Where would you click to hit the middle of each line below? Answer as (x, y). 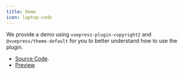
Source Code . (32, 58)
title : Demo (21, 12)
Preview (25, 65)
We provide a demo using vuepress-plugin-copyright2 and (79, 34)
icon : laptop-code (29, 17)
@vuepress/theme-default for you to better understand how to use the (92, 41)
